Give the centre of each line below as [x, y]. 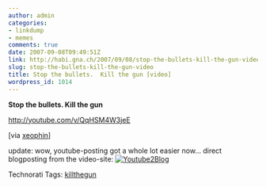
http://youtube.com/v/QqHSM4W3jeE [69, 120]
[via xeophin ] [30, 135]
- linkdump [26, 30]
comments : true [33, 45]
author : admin [32, 15]
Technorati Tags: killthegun [53, 174]
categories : [28, 23]
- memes [21, 38]
